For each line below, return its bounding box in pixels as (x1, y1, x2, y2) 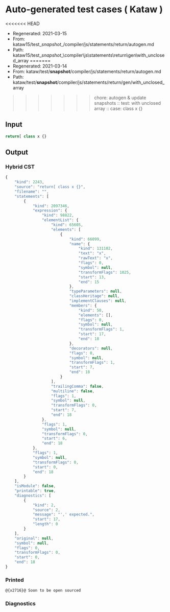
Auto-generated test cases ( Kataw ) (5, 4, 163, 15)
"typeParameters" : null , (69, 289, 123, 294)
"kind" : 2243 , (14, 180, 44, 185)
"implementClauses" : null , (69, 298, 127, 303)
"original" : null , (14, 535, 54, 541)
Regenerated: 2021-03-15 (12, 30, 67, 36)
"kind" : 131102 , (78, 246, 113, 251)
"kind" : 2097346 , (32, 203, 70, 208)
